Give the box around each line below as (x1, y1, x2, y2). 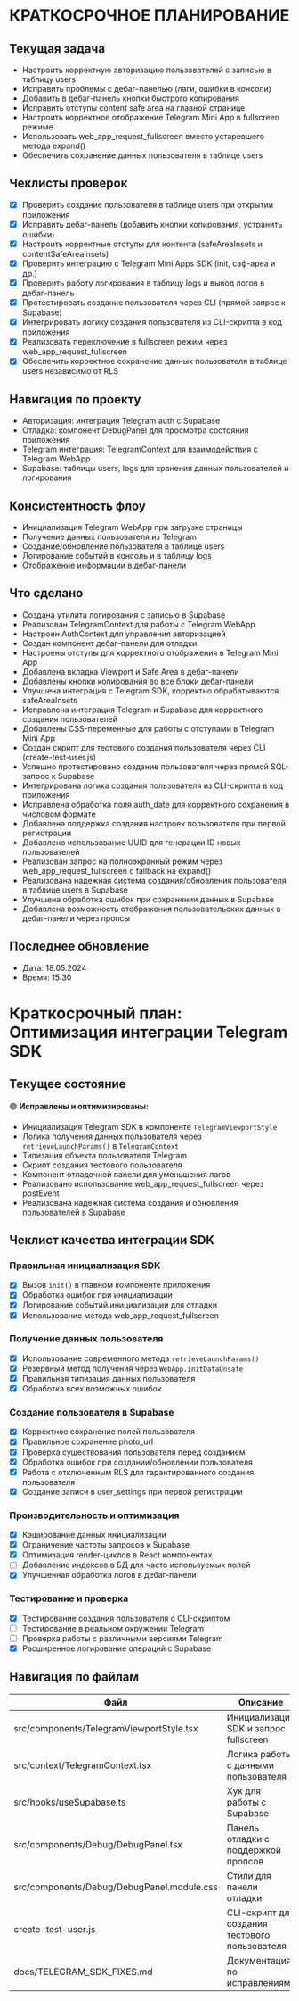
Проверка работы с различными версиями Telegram (21, 1632, 224, 1643)
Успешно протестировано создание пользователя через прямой (21, 760, 269, 772)
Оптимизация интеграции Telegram (9, 1022, 288, 1042)
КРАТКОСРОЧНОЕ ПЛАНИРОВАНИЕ (9, 5, 290, 26)
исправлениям (226, 1976, 291, 1989)
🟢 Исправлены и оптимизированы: (9, 1100, 149, 1111)
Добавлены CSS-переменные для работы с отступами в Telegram (21, 723, 275, 734)
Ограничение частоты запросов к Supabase (21, 1540, 190, 1550)
